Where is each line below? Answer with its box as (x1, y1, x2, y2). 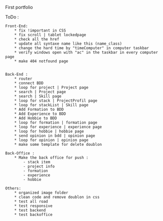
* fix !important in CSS (14, 28, 66, 33)
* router (14, 76, 33, 81)
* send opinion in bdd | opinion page (14, 133, 95, 138)
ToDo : (5, 14, 19, 20)
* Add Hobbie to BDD (14, 116, 57, 121)
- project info (23, 164, 55, 169)
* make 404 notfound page (14, 59, 69, 64)
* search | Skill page (14, 94, 62, 99)
